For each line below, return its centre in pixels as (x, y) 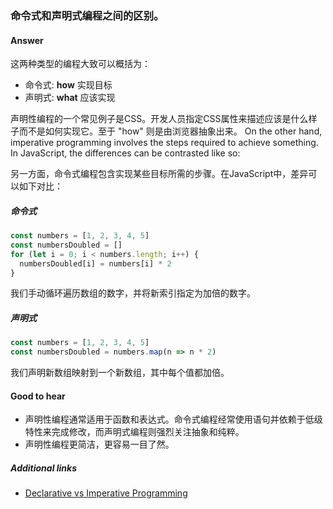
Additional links (44, 468)
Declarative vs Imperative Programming (106, 493)
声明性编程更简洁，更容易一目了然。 (99, 444)
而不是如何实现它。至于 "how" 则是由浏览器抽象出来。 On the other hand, (170, 131)
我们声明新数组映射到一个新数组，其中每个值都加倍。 (120, 373)
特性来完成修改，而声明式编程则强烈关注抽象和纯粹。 (134, 432)
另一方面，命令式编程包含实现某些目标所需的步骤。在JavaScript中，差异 (159, 174)
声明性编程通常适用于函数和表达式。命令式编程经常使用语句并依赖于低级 (173, 419)
